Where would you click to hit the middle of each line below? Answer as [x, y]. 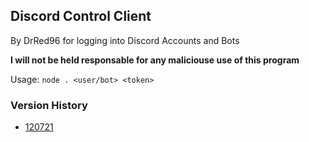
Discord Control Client [81, 16]
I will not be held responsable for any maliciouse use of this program [155, 60]
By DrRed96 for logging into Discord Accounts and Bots [125, 40]
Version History [49, 105]
